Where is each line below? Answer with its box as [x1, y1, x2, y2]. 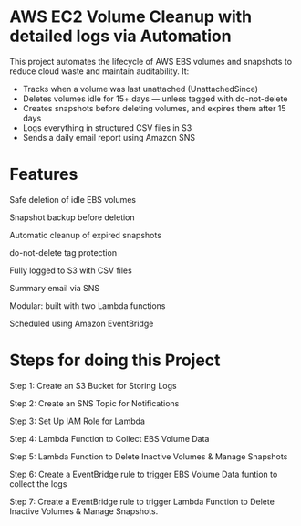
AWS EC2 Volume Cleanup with [9, 6, 253, 27]
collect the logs [9, 478, 67, 489]
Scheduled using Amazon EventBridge [9, 318, 154, 329]
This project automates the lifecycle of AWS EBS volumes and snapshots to [9, 56, 293, 67]
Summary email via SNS [9, 282, 100, 293]
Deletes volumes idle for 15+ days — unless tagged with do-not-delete [22, 93, 288, 104]
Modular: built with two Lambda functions [9, 300, 166, 311]
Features [9, 164, 78, 184]
